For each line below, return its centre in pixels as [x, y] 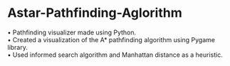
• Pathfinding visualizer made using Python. [72, 32]
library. [18, 47]
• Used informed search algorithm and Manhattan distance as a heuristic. [115, 55]
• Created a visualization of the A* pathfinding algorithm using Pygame [111, 39]
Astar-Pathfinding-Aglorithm [95, 13]
